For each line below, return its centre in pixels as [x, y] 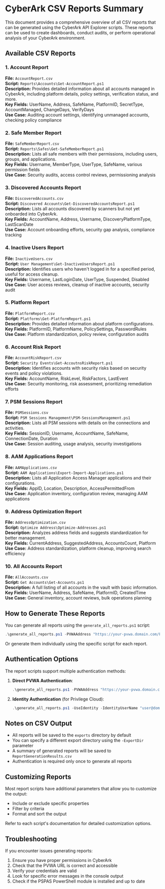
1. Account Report [27, 67]
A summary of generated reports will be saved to [62, 751]
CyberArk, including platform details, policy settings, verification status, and [82, 94]
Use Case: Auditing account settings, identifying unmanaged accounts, [77, 115]
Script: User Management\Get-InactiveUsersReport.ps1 [60, 263]
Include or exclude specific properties [51, 803]
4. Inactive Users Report [34, 248]
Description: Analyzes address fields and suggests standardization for [77, 533]
